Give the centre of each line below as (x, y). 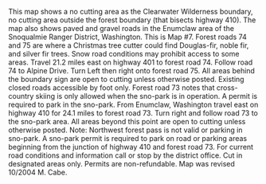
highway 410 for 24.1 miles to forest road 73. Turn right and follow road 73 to (133, 113)
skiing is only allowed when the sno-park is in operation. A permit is (146, 96)
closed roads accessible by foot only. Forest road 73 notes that (111, 88)
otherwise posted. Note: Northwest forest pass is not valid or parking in (125, 130)
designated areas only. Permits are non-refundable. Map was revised (121, 164)
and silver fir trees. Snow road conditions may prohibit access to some (124, 54)
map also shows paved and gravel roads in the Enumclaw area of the (121, 28)
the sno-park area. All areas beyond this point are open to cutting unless (127, 121)
